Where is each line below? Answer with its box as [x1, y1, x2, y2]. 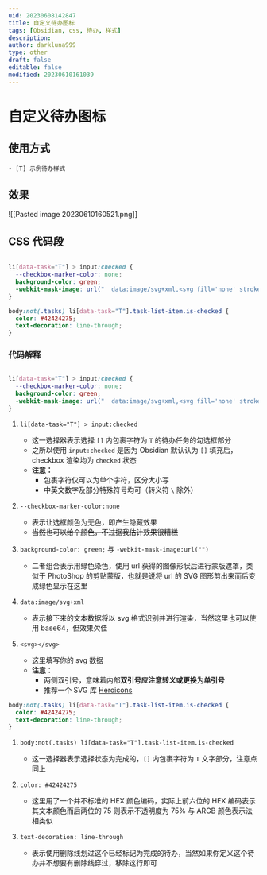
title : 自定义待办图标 [8, 19, 75, 27]
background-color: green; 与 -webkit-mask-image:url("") [19, 544, 209, 553]
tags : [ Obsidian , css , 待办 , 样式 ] [8, 26, 122, 34]
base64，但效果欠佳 [41, 623, 108, 633]
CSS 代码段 [8, 234, 64, 248]
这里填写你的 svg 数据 [31, 655, 104, 664]
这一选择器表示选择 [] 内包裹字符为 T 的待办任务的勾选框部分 [31, 435, 232, 445]
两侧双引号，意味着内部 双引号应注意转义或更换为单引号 [43, 675, 225, 684]
